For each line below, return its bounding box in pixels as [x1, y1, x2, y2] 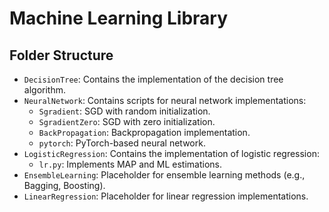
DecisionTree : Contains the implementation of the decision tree [23, 73, 284, 85]
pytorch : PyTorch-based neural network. [38, 137, 206, 149]
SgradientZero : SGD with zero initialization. [38, 116, 216, 127]
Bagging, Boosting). [23, 180, 106, 191]
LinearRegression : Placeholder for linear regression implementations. [23, 190, 309, 202]
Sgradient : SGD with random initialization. [38, 105, 211, 117]
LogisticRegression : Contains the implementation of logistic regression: [23, 148, 320, 159]
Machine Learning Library [9, 7, 229, 30]
